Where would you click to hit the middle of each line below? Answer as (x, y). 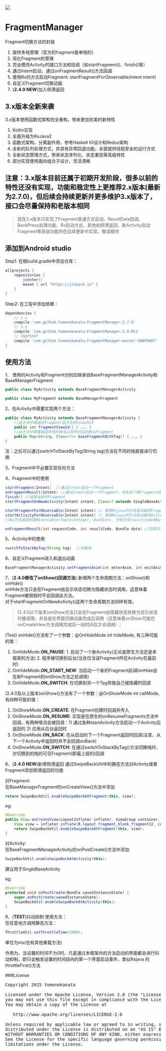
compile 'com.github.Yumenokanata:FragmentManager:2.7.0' (75, 322)
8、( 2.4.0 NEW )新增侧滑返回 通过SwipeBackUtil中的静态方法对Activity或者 (81, 764)
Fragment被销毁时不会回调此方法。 (41, 595)
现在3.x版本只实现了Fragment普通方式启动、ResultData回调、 (80, 219)
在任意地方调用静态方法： (31, 923)
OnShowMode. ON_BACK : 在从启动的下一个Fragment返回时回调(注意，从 (86, 735)
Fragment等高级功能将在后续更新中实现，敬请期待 (68, 231)
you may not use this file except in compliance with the (77, 999)
